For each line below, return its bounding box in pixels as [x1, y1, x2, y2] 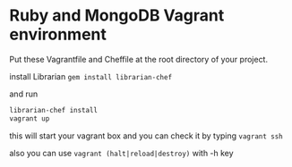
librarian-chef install [9, 105, 99, 114]
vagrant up [9, 113, 50, 123]
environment [9, 24, 107, 45]
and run [9, 88, 39, 99]
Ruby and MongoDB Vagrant [9, 5, 225, 26]
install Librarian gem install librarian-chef [9, 71, 173, 81]
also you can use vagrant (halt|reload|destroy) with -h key [9, 147, 235, 158]
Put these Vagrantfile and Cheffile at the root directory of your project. [9, 54, 269, 64]
